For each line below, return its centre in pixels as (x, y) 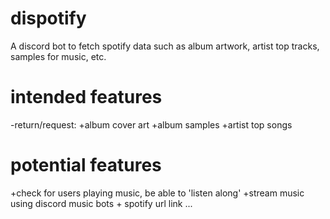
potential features (86, 165)
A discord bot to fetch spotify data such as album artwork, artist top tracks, (165, 46)
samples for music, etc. (58, 56)
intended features (86, 97)
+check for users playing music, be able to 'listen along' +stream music (157, 193)
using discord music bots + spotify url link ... (101, 203)
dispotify (48, 18)
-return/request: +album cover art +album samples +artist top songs (151, 124)
